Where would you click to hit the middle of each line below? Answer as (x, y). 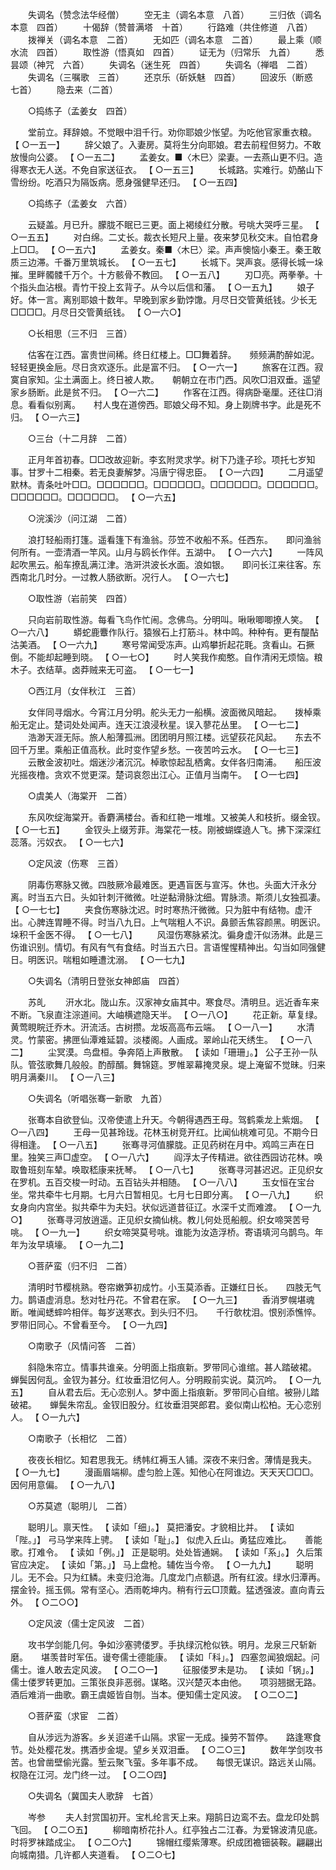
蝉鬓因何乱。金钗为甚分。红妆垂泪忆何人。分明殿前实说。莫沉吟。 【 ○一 (161, 1379)
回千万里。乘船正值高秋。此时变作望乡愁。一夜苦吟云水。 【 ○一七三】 (157, 749)
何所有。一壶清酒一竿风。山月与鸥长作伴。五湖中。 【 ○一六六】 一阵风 (167, 552)
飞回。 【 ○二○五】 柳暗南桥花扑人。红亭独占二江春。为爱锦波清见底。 (166, 1829)
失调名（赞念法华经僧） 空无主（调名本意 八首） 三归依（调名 (174, 14)
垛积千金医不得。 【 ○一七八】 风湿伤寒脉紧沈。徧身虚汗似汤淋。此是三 (167, 934)
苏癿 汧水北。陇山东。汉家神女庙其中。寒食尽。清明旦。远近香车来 (173, 1002)
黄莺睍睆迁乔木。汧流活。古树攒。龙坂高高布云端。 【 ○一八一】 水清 (162, 1027)
